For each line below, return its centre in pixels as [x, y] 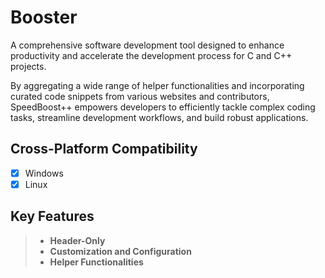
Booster [44, 17]
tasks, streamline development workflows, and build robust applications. [159, 117]
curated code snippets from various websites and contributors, [140, 96]
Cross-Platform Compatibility [104, 149]
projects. [28, 66]
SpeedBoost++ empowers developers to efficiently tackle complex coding [163, 107]
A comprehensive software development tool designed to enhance [147, 45]
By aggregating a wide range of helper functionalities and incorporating [157, 85]
